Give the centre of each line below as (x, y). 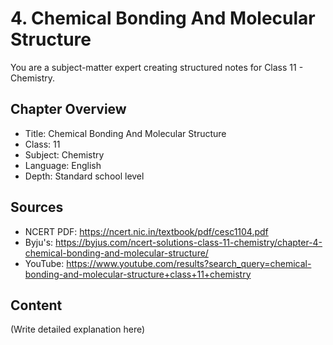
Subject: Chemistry (64, 154)
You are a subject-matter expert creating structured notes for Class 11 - (157, 67)
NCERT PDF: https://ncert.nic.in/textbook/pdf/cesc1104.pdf (146, 231)
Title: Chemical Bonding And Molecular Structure (125, 133)
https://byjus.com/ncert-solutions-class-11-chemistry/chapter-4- (189, 242)
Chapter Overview (68, 109)
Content (36, 305)
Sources (37, 207)
